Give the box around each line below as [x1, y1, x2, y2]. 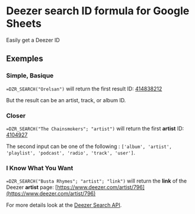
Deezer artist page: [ [6, 184, 57, 191]
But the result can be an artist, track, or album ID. [6, 96, 126, 103]
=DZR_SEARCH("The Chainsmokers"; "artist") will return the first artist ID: [6, 125, 184, 132]
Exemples [6, 53, 43, 64]
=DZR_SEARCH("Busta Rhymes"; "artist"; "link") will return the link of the [6, 177, 187, 185]
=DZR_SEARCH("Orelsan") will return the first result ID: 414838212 [6, 85, 162, 92]
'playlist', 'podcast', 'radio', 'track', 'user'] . [6, 149, 135, 156]
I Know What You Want [6, 163, 73, 172]
